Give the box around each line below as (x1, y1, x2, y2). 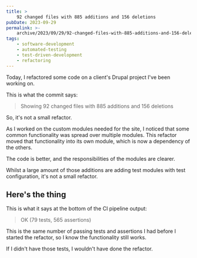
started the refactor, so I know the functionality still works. (6, 234, 147, 241)
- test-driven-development (16, 52, 83, 58)
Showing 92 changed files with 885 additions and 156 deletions (20, 102, 174, 109)
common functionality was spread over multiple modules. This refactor (6, 131, 177, 138)
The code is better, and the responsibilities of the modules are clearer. (6, 155, 175, 162)
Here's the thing (6, 190, 66, 199)
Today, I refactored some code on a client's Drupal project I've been (6, 74, 171, 81)
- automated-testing (16, 47, 67, 53)
